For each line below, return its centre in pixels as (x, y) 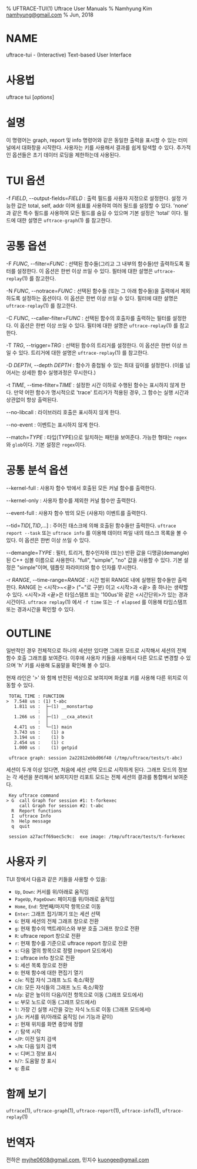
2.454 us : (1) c (39, 742)
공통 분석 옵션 (37, 470)
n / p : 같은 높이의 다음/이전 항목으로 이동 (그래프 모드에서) (79, 994)
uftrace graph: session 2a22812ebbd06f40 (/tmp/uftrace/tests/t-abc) (96, 758)
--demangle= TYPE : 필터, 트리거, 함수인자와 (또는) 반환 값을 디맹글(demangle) (98, 552)
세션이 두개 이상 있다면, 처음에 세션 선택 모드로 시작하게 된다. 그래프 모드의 (91, 770)
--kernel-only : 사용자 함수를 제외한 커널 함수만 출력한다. (71, 500)
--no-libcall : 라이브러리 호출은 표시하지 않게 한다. (64, 412)
